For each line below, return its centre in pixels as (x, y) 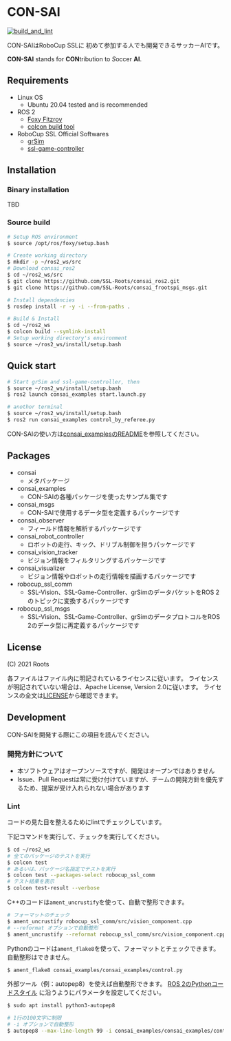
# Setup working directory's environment (67, 338)
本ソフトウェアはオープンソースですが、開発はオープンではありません (116, 770)
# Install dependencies (41, 300)
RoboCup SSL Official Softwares (63, 134)
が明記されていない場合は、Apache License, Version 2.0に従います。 (104, 686)
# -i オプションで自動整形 (41, 1024)
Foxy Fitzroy (45, 119)
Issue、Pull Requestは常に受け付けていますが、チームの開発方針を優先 (117, 779)
